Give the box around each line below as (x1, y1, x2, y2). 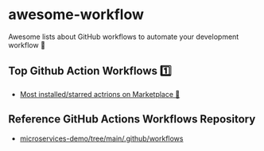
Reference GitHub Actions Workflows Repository (8, 113, 256, 126)
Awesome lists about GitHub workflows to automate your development (8, 32, 239, 41)
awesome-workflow (8, 6, 145, 24)
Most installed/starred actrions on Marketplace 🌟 (19, 89, 181, 99)
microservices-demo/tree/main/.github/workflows (19, 134, 184, 143)
